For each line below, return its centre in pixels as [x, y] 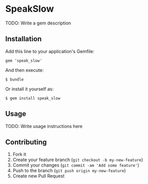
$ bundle [15, 80]
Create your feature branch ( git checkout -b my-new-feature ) [78, 160]
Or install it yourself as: [29, 89]
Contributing [26, 142]
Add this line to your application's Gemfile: [50, 51]
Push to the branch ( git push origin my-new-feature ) [69, 171]
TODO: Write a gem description [38, 23]
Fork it [19, 154]
